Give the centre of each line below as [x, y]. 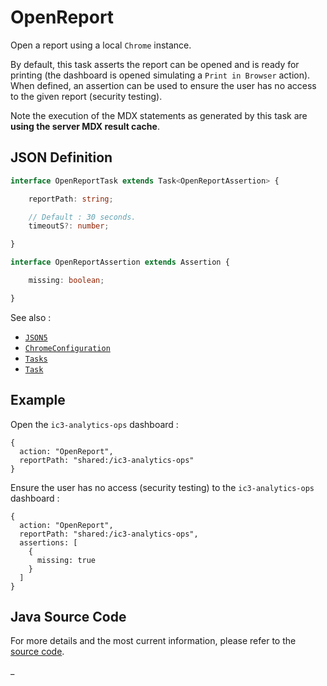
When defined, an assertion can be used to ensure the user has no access [163, 85]
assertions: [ [48, 542]
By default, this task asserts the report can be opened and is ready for [155, 64]
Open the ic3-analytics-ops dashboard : [94, 424]
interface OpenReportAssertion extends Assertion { [120, 262]
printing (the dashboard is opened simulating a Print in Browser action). [160, 75]
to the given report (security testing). [86, 96]
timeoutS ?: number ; [69, 226]
